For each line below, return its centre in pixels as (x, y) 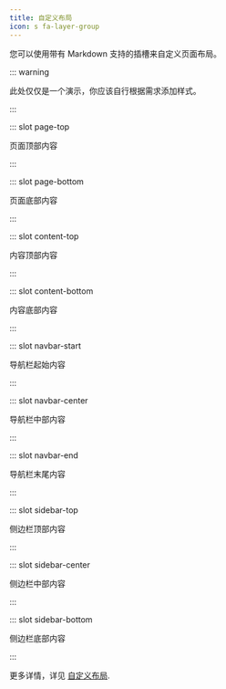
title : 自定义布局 (41, 18)
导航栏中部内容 (37, 419)
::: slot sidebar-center (50, 564)
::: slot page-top (40, 126)
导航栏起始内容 (37, 364)
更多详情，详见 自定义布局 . (60, 675)
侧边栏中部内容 (37, 583)
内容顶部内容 (33, 255)
